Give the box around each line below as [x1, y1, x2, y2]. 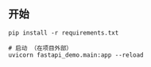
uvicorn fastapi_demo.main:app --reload [8, 50, 145, 59]
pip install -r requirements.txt [8, 28, 119, 37]
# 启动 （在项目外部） [8, 44, 73, 52]
